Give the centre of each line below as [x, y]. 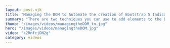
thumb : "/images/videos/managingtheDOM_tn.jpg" [56, 24]
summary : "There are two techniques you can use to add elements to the [83, 19]
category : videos [24, 38]
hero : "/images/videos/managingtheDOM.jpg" [52, 28]
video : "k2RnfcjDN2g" [28, 33]
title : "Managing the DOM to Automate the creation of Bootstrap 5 [78, 14]
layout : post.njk [24, 10]
